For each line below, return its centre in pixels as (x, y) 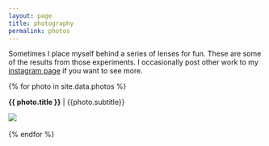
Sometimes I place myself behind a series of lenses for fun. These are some (135, 54)
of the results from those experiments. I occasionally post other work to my (133, 62)
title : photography (41, 23)
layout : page (30, 16)
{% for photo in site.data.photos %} (67, 86)
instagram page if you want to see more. (76, 71)
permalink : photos (39, 31)
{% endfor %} (32, 135)
